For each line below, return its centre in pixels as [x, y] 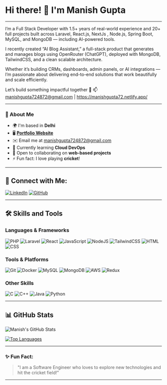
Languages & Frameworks [37, 230]
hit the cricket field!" [38, 373]
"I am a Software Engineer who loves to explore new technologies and [89, 368]
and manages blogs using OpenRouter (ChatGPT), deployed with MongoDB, [83, 54]
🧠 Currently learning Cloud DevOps [49, 148]
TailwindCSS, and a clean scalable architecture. [54, 59]
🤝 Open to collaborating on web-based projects [62, 153]
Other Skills [19, 283]
